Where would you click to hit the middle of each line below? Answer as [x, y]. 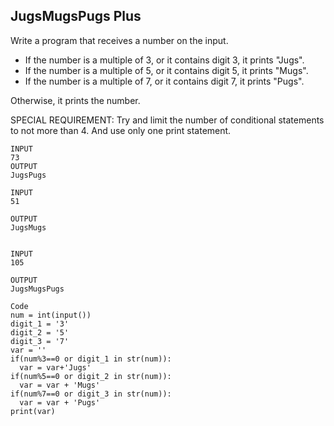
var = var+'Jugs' [55, 367]
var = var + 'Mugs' [60, 385]
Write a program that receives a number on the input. [119, 40]
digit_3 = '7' [40, 341]
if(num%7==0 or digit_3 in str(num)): [91, 394]
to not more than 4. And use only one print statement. [121, 130]
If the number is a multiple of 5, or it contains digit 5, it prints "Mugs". [166, 70]
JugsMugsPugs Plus [76, 16]
